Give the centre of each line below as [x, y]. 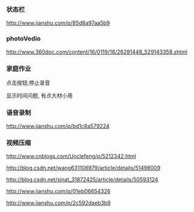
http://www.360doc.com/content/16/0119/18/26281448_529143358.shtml [97, 52]
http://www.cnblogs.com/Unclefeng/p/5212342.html [71, 156]
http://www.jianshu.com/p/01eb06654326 [58, 192]
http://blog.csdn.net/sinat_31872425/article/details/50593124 [82, 179]
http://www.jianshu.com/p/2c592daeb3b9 [58, 203]
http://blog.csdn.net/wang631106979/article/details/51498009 [83, 168]
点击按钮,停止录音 [28, 83]
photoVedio [23, 39]
